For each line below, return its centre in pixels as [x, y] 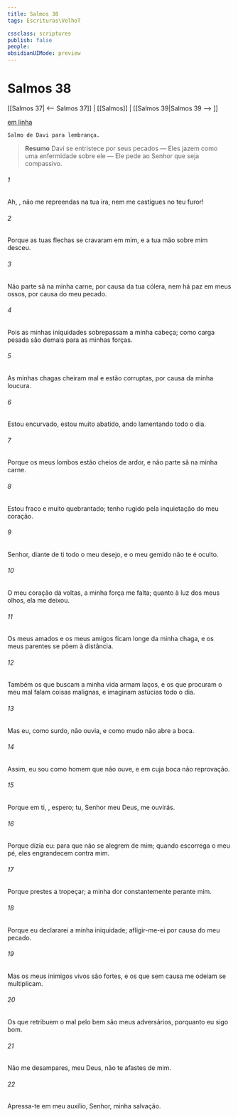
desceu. [19, 248]
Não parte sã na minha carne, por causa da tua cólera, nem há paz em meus [119, 286]
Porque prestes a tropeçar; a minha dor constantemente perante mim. [109, 892]
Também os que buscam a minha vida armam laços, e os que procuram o [115, 685]
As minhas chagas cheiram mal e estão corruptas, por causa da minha [110, 378]
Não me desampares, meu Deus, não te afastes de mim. [90, 1068]
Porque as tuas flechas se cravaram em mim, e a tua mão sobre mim [108, 240]
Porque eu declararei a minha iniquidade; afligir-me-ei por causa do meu [114, 930]
